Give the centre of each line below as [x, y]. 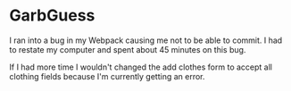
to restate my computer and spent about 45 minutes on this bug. [128, 49]
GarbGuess [52, 16]
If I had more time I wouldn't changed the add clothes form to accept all [141, 67]
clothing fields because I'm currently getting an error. [107, 76]
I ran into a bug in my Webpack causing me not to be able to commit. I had [146, 40]
